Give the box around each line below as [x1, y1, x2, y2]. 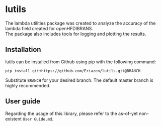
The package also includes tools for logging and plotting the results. [5, 31, 146, 37]
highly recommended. [5, 82, 51, 88]
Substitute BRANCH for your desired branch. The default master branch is [5, 77, 153, 83]
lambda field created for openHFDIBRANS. [5, 25, 94, 31]
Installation [5, 45, 41, 54]
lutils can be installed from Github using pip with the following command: [5, 59, 156, 65]
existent [5, 115, 22, 121]
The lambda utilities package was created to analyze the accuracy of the [5, 20, 156, 26]
